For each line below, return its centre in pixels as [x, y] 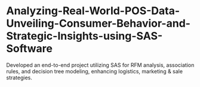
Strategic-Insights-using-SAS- [84, 36]
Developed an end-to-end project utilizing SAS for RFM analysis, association [100, 65]
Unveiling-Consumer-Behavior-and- [99, 23]
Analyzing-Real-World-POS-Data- [93, 11]
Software [29, 49]
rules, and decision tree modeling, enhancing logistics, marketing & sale [95, 71]
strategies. [19, 78]
